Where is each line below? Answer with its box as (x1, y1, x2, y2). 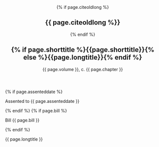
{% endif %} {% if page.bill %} (5, 107, 67, 114)
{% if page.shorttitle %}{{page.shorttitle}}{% (11, 46, 155, 54)
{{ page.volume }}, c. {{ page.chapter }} (42, 66, 123, 72)
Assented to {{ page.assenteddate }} (5, 98, 80, 104)
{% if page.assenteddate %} (5, 89, 63, 95)
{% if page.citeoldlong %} (56, 4, 109, 10)
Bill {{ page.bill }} (5, 117, 40, 123)
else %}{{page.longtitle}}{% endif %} (23, 53, 142, 62)
